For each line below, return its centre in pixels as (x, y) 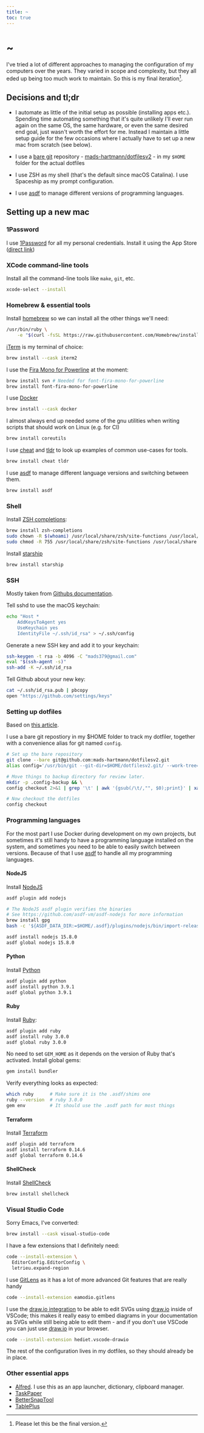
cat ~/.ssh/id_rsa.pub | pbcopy (47, 691)
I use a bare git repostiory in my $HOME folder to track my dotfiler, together (101, 737)
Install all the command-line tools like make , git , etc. (71, 278)
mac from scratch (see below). (53, 144)
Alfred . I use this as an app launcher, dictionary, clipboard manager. (100, 1387)
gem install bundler (32, 1072)
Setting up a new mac (48, 212)
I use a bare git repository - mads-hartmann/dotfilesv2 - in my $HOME (100, 157)
